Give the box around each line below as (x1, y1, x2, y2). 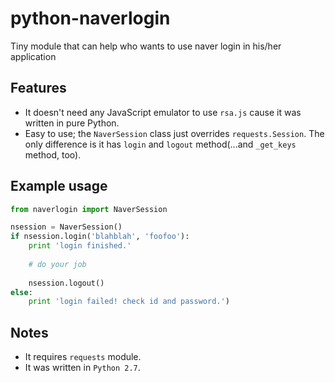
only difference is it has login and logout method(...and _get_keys (24, 138, 297, 150)
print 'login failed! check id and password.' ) (28, 297, 230, 307)
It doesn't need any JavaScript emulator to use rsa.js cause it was (24, 106, 302, 118)
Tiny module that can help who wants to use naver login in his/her (10, 40, 282, 52)
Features (10, 80, 67, 97)
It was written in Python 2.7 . (24, 362, 141, 374)
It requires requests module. (24, 351, 142, 363)
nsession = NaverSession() (10, 222, 123, 232)
